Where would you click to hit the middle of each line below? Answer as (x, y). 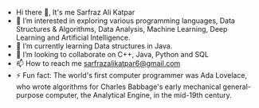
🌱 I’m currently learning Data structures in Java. (94, 46)
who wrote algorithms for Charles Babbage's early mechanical (118, 87)
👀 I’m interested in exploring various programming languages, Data (125, 21)
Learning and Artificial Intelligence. (73, 37)
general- (237, 87)
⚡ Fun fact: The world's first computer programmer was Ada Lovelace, (131, 75)
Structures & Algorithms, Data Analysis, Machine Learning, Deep (122, 29)
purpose (29, 95)
